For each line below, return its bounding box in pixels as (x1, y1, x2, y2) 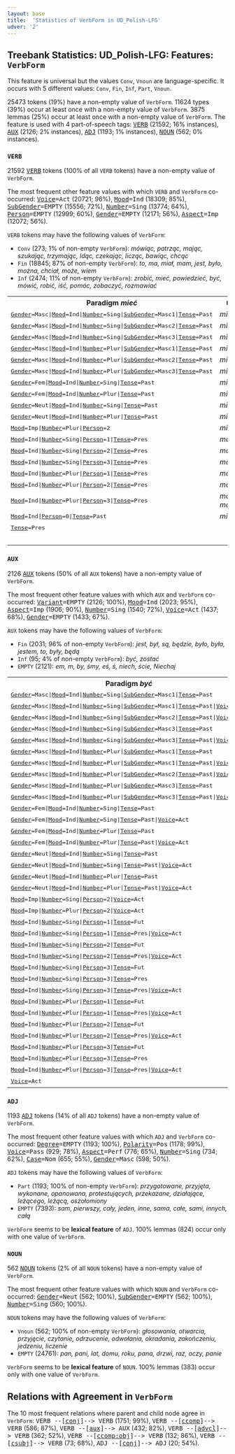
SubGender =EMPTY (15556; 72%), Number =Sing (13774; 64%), (7, 202, 190, 211)
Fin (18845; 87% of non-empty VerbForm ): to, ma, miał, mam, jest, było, (17, 259, 222, 268)
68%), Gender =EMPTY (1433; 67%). (7, 613, 111, 621)
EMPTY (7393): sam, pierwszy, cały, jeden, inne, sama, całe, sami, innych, (17, 1204, 227, 1213)
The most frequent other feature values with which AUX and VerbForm (7, 590, 204, 599)
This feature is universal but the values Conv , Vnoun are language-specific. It (7, 77, 225, 85)
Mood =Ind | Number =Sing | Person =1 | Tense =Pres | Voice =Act (10, 929, 183, 937)
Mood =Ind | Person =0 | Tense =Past (10, 512, 107, 520)
